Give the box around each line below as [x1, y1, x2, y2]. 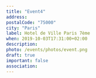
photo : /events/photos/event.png [6, 47, 88, 53]
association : [6, 63, 38, 69]
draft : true [6, 52, 35, 58]
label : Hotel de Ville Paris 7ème [6, 30, 91, 36]
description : [6, 42, 38, 48]
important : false [6, 57, 49, 63]
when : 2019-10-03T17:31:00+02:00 [6, 36, 88, 42]
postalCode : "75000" [6, 19, 57, 25]
